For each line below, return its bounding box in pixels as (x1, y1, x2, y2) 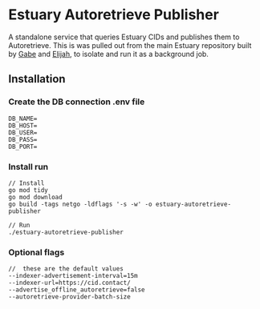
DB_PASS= (8, 135, 38, 143)
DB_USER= (8, 128, 38, 137)
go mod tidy (8, 186, 48, 194)
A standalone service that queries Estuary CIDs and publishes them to (8, 32, 240, 42)
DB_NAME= (8, 114, 38, 122)
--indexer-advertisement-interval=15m (8, 272, 138, 280)
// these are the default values (8, 265, 124, 273)
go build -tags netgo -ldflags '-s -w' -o (8, 200, 152, 208)
